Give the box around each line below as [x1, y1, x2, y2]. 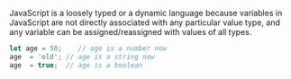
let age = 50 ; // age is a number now [9, 44, 168, 53]
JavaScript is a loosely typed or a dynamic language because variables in [9, 8, 283, 18]
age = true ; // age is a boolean [9, 60, 143, 70]
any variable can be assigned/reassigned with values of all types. [9, 27, 252, 37]
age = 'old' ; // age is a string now [9, 52, 155, 61]
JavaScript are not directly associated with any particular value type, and [9, 17, 281, 28]
